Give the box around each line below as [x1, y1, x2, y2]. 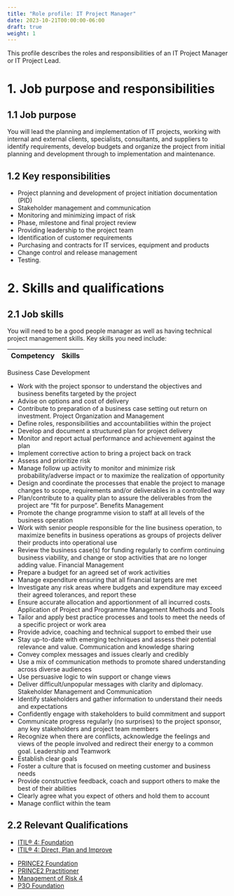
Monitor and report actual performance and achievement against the [17, 434, 216, 442]
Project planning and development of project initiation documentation [17, 189, 218, 197]
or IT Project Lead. [7, 57, 61, 65]
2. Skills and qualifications [7, 280, 165, 297]
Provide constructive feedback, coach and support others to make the [17, 777, 221, 785]
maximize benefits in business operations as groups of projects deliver [17, 531, 222, 540]
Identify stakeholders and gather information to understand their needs [17, 695, 223, 703]
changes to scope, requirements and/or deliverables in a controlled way [17, 487, 226, 495]
